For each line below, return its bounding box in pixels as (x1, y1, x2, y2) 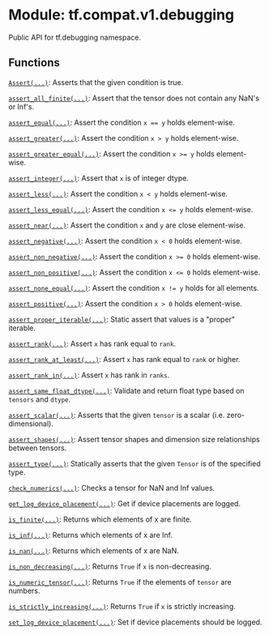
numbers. (8, 586, 41, 595)
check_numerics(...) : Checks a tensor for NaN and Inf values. (8, 483, 216, 492)
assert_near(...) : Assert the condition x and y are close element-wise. (8, 220, 246, 230)
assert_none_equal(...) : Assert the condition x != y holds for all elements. (8, 283, 259, 292)
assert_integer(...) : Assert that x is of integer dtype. (8, 173, 189, 183)
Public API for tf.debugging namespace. (8, 32, 142, 42)
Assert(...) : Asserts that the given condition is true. (8, 77, 184, 87)
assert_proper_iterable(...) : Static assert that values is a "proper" (8, 314, 236, 324)
